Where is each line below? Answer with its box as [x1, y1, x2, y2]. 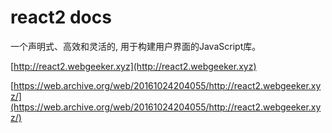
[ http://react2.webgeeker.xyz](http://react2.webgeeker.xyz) [10, 60, 257, 72]
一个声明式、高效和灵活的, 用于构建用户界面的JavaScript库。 [10, 40, 262, 52]
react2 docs [10, 6, 112, 29]
